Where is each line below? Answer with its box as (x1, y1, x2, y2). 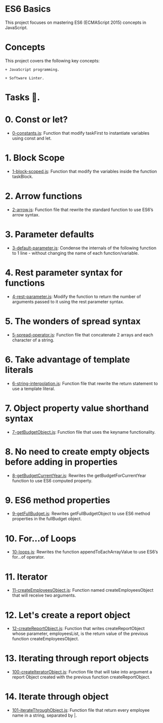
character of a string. (12, 337, 54, 343)
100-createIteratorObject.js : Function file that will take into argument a (12, 669, 152, 675)
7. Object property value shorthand (5, 403, 149, 414)
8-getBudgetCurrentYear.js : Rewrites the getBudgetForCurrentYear (12, 473, 147, 478)
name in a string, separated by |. (12, 712, 77, 718)
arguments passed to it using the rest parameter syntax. (12, 299, 125, 304)
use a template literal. (12, 386, 55, 391)
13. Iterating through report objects (5, 653, 149, 664)
